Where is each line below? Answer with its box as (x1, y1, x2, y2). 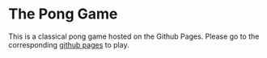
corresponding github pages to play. (8, 39, 129, 49)
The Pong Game (8, 5, 118, 23)
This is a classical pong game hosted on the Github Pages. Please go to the (8, 31, 260, 41)
